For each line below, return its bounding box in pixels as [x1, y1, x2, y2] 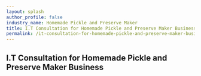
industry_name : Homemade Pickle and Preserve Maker [6, 20, 138, 26]
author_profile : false [6, 14, 63, 20]
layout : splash [6, 8, 44, 15]
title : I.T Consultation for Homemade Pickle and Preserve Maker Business [6, 25, 197, 31]
